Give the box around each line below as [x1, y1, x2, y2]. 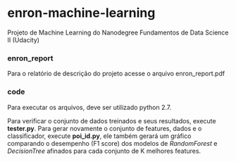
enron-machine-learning [7, 5, 156, 21]
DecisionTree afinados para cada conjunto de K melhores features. [7, 147, 201, 155]
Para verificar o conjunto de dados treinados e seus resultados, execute [7, 116, 216, 125]
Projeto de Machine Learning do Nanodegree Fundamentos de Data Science [7, 28, 229, 37]
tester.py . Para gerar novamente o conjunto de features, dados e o [7, 124, 202, 132]
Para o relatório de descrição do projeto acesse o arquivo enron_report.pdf [7, 69, 225, 78]
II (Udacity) [7, 35, 40, 44]
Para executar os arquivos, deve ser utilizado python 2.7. [7, 103, 172, 111]
